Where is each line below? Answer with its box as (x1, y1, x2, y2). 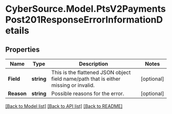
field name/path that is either (51, 75, 121, 82)
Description (79, 60, 109, 67)
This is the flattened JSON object (51, 69, 131, 76)
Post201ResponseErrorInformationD (5, 14, 163, 26)
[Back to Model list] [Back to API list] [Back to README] (5, 103, 123, 109)
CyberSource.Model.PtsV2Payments (5, 3, 166, 15)
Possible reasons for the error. (51, 90, 124, 97)
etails (5, 25, 30, 36)
